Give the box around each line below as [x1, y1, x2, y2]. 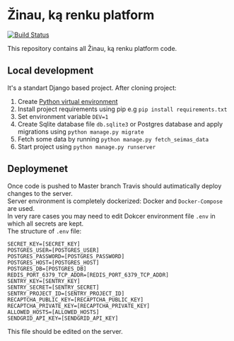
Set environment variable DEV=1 [17, 112, 109, 120]
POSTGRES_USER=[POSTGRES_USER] [7, 246, 100, 254]
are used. [7, 204, 35, 212]
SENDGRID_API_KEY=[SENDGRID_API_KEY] [7, 315, 119, 322]
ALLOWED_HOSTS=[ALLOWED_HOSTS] [7, 308, 100, 316]
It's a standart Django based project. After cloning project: [7, 83, 177, 92]
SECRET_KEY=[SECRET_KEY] [7, 241, 81, 248]
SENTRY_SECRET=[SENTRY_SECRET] [7, 284, 100, 291]
